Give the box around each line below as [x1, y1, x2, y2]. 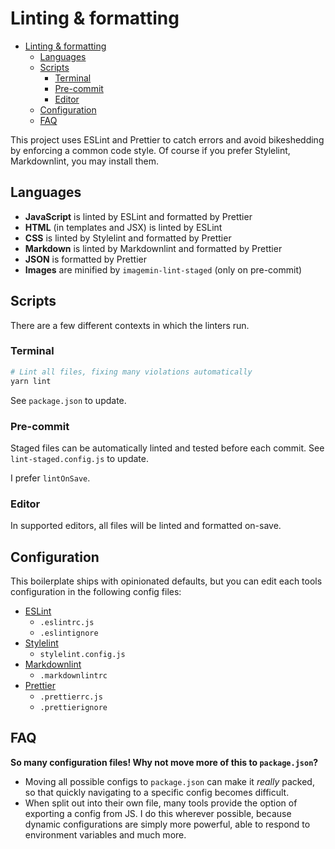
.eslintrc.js [39, 618, 95, 628]
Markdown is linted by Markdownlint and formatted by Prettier [24, 242, 283, 254]
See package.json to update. [10, 394, 127, 406]
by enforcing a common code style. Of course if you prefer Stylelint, [10, 144, 291, 156]
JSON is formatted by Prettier [24, 253, 147, 265]
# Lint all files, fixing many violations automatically [10, 367, 253, 377]
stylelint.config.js [39, 650, 126, 660]
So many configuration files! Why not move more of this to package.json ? [10, 756, 319, 768]
